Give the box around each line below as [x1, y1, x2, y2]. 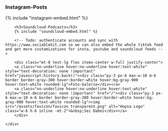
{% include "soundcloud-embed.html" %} [14, 29, 98, 34]
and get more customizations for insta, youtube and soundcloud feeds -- [5, 47, 163, 52]
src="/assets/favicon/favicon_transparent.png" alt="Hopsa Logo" [5, 104, 145, 109]
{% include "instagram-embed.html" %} [5, 15, 88, 21]
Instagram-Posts [5, 4, 48, 11]
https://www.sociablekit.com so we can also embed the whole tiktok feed [5, 42, 163, 47]
